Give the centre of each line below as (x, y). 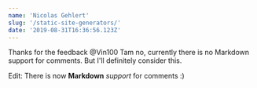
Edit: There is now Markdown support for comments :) (96, 76)
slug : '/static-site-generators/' (65, 23)
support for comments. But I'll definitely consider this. (95, 60)
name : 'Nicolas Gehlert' (49, 15)
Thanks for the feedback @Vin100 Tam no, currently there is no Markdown (129, 53)
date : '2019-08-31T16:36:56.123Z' (65, 30)
